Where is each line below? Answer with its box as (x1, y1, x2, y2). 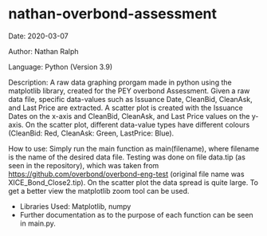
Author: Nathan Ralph (8, 46, 79, 56)
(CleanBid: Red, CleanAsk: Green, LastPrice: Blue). (8, 128, 175, 138)
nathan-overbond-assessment (8, 5, 218, 23)
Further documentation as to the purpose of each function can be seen (19, 210, 253, 219)
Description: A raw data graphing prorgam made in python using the (8, 77, 233, 87)
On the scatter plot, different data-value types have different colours (25, 120, 250, 129)
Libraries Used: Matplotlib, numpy (19, 201, 132, 211)
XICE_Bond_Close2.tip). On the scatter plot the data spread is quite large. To (8, 177, 259, 187)
